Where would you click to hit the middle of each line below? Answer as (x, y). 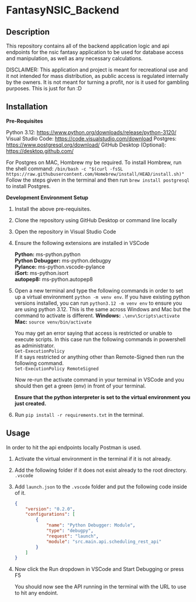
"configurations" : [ (50, 514)
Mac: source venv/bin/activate (53, 322)
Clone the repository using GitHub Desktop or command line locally (96, 220)
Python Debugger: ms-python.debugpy (63, 260)
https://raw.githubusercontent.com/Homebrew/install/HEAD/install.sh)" (95, 174)
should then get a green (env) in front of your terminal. (80, 386)
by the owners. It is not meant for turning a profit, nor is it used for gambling (97, 82)
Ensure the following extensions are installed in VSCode (82, 243)
